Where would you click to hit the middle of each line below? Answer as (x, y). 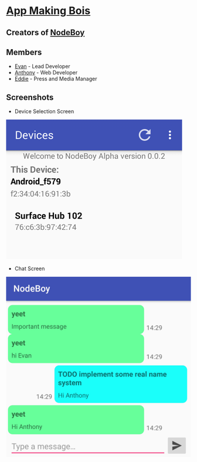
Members (24, 52)
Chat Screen (30, 269)
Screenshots (30, 97)
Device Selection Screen (44, 111)
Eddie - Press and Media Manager (56, 79)
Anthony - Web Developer (46, 73)
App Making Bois (48, 11)
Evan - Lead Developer (42, 66)
